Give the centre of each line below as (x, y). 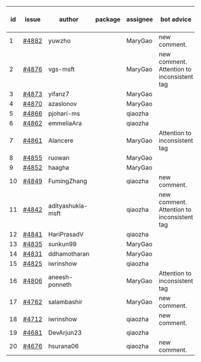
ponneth (60, 285)
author (69, 19)
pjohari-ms (64, 113)
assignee (140, 19)
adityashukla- (68, 206)
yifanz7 (59, 94)
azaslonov (63, 104)
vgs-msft (61, 69)
